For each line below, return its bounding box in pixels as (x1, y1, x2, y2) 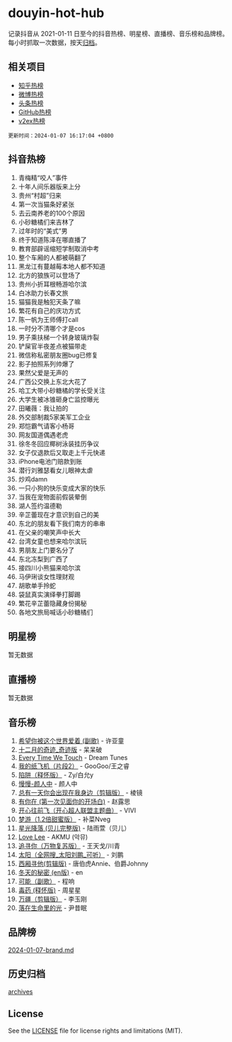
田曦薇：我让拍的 (18, 404, 69, 412)
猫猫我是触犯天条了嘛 (18, 297, 81, 306)
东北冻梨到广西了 (18, 555, 69, 563)
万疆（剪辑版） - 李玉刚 (18, 895, 88, 903)
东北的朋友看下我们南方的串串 (18, 519, 105, 528)
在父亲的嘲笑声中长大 (18, 528, 81, 536)
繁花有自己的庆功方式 (18, 306, 81, 315)
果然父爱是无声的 (18, 368, 69, 377)
